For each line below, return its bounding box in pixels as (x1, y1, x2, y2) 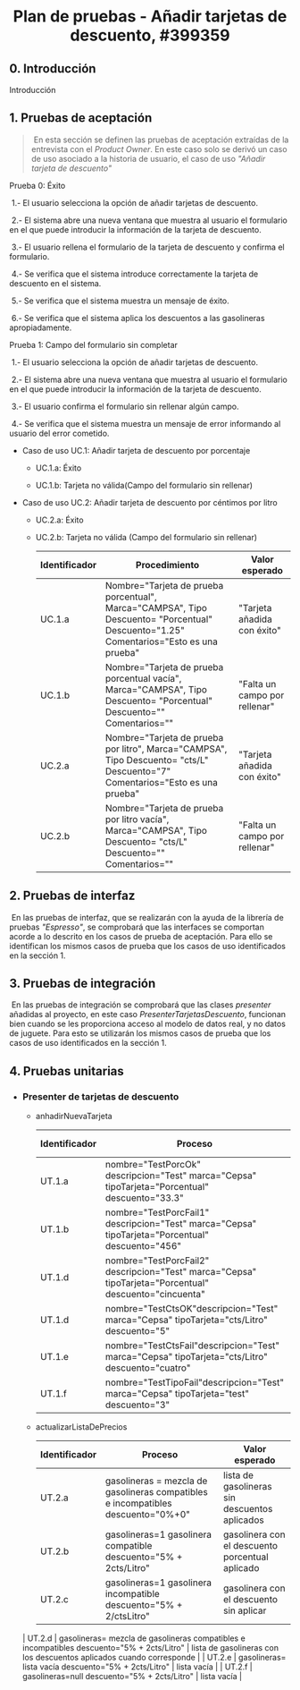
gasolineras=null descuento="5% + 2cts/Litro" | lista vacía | (21, 1671, 243, 1682)
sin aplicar (222, 1604, 267, 1617)
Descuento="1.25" (104, 624, 186, 636)
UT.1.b (39, 1223, 70, 1236)
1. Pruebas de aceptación (9, 110, 153, 126)
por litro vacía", (104, 812, 170, 825)
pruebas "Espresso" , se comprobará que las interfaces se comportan (9, 921, 265, 932)
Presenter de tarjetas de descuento (21, 1090, 179, 1102)
